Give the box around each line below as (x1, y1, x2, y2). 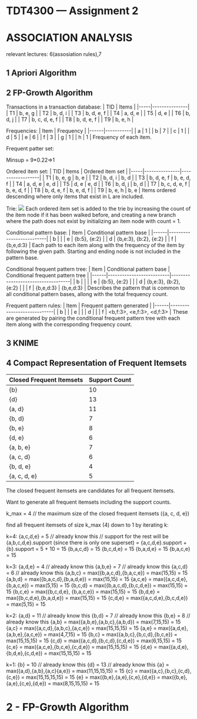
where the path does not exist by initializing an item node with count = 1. (6, 218, 181, 225)
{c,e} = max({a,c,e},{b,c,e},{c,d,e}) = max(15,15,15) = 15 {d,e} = (6, 643, 158, 650)
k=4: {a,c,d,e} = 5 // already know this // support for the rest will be (6, 533, 169, 540)
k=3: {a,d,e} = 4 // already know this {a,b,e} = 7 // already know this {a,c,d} (6, 563, 188, 570)
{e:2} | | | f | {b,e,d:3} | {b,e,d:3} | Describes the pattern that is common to (6, 284, 185, 291)
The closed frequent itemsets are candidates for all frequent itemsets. (6, 487, 175, 494)
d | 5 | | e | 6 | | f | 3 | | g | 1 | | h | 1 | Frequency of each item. (6, 134, 152, 141)
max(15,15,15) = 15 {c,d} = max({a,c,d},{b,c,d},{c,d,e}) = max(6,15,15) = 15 (6, 637, 182, 644)
